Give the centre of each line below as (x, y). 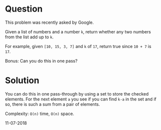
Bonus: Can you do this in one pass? (41, 61)
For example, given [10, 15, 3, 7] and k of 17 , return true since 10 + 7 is (78, 46)
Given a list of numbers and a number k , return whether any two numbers (78, 32)
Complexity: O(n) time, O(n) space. (40, 114)
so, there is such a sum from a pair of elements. (52, 104)
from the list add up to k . (29, 37)
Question (24, 9)
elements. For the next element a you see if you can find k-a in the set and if (81, 99)
